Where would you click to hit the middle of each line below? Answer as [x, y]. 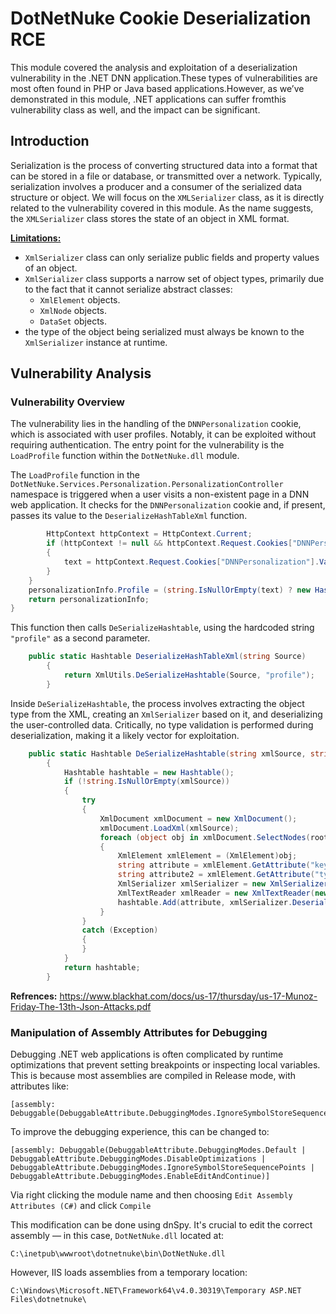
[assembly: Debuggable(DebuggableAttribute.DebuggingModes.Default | [158, 1150]
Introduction [50, 141]
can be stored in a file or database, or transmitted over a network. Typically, [166, 176]
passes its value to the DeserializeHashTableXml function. [129, 516]
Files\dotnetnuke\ [48, 1299]
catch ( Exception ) [120, 930]
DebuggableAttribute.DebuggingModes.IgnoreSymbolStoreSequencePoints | [162, 1167]
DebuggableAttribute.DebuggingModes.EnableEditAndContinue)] [140, 1176]
